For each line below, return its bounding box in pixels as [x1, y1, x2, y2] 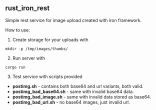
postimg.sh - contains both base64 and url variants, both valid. [12, 83, 143, 89]
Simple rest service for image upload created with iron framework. [5, 17, 142, 23]
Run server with [12, 55, 45, 61]
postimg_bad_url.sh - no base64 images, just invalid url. [12, 99, 130, 105]
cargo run [5, 64, 26, 69]
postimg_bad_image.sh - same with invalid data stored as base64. [12, 93, 151, 99]
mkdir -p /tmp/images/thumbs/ [5, 46, 68, 51]
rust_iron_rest [5, 4, 50, 12]
